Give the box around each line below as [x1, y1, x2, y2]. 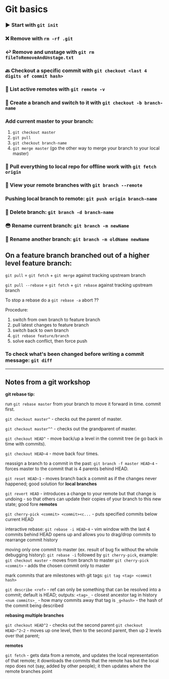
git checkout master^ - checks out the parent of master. [5, 416, 122, 422]
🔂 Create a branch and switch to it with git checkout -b [5, 99, 142, 106]
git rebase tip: [5, 391, 35, 397]
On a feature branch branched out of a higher [5, 251, 150, 260]
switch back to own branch [12, 327, 69, 333]
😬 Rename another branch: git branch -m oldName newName [5, 236, 149, 243]
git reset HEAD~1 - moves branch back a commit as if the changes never [5, 476, 157, 482]
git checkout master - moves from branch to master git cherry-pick [5, 557, 149, 563]
